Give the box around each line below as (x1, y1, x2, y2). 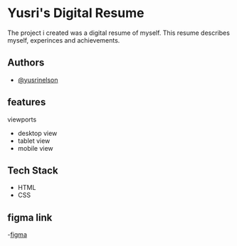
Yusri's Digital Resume (7, 5, 144, 21)
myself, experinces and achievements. (7, 36, 120, 44)
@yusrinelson (17, 75, 58, 84)
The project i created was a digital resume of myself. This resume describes (7, 28, 230, 37)
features (7, 96, 46, 108)
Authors (7, 57, 45, 69)
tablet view (17, 137, 51, 145)
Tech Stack (7, 164, 58, 176)
